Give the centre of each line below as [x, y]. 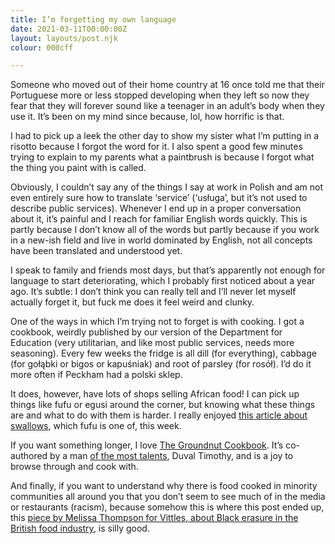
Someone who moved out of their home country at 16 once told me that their [167, 85]
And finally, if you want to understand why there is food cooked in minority [164, 486]
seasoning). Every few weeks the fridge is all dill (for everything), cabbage [163, 353]
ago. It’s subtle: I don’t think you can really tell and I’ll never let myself [153, 292]
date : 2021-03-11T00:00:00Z [69, 29]
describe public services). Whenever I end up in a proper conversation [156, 208]
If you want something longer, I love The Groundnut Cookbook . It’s [147, 445]
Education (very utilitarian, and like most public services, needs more [152, 343]
